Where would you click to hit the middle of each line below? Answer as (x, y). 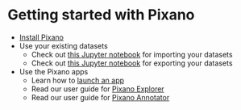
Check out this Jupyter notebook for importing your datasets (132, 54)
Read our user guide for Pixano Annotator (100, 97)
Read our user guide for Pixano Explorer (98, 89)
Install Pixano (41, 37)
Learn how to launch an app (78, 80)
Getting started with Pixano (101, 15)
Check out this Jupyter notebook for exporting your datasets (132, 63)
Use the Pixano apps (54, 71)
